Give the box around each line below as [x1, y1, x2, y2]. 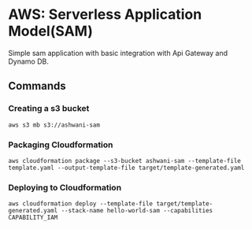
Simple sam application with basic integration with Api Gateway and [8, 48, 228, 57]
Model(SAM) [8, 22, 93, 40]
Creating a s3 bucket [8, 103, 90, 114]
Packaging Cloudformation [8, 139, 113, 150]
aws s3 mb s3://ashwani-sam [8, 120, 101, 129]
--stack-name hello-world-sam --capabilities [61, 207, 213, 215]
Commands [8, 79, 67, 93]
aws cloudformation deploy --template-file [8, 200, 154, 208]
